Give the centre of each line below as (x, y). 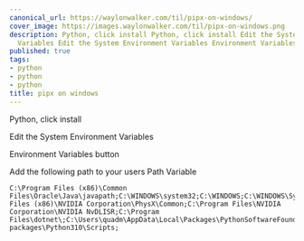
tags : (19, 60)
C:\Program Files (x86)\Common (68, 188)
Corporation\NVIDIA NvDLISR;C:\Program (85, 212)
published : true (40, 51)
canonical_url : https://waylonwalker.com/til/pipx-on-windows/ (131, 18)
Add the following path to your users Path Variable (103, 171)
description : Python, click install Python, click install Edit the (141, 34)
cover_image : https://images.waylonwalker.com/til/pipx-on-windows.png (147, 26)
